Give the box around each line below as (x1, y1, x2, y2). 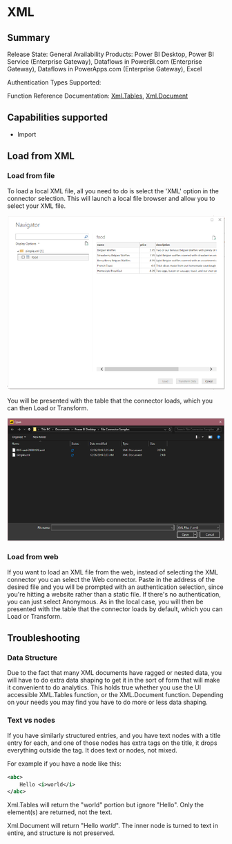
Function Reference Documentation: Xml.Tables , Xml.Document (7, 91, 188, 100)
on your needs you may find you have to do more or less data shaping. (7, 698, 209, 707)
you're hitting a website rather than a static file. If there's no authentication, (7, 590, 221, 598)
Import (17, 130, 37, 139)
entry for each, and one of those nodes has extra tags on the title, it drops (7, 739, 217, 747)
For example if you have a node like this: (7, 759, 122, 768)
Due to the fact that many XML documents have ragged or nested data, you (7, 669, 222, 677)
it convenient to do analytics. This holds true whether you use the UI (7, 683, 202, 692)
